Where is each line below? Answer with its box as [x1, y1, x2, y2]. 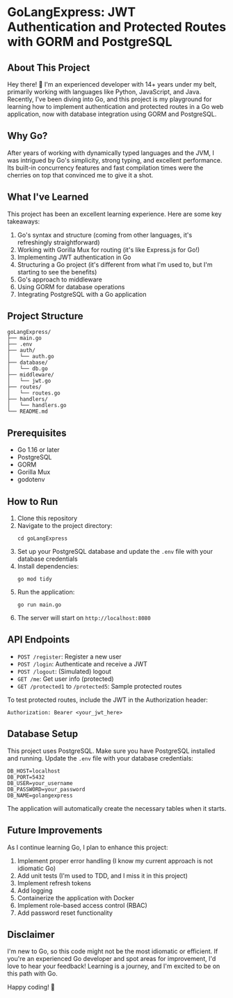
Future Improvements [7, 825, 103, 837]
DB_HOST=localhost [7, 768, 61, 775]
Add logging [17, 886, 53, 895]
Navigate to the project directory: [17, 522, 113, 530]
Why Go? [7, 130, 48, 142]
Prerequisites [7, 427, 67, 439]
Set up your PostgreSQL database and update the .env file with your [17, 548, 214, 556]
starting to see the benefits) [17, 267, 97, 276]
